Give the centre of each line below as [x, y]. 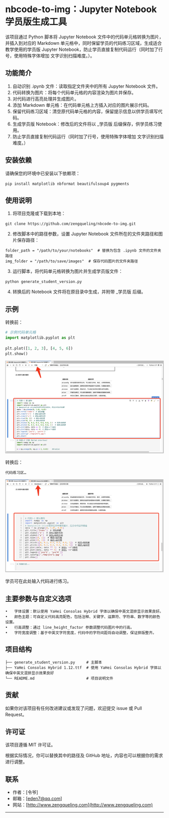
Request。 [16, 714]
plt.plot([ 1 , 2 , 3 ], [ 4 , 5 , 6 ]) [39, 348]
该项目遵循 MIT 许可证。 [30, 745]
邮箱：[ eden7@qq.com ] [37, 799]
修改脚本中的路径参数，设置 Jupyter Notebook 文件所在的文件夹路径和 [85, 234]
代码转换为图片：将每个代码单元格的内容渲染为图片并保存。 [74, 92]
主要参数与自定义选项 [38, 599]
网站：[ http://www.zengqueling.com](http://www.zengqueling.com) [83, 805]
